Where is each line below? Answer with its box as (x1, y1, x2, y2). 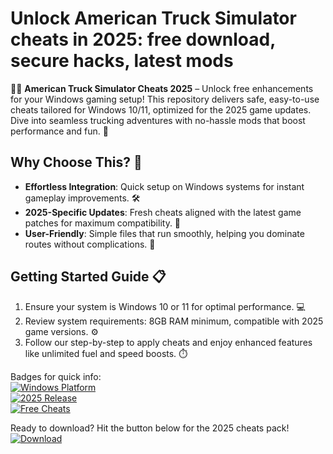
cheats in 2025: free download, (10, 28, 276, 51)
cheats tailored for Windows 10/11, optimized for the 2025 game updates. (10, 103, 312, 116)
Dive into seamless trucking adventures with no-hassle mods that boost (10, 114, 306, 126)
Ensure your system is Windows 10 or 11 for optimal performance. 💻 (24, 300, 306, 312)
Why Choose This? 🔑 (10, 154, 143, 171)
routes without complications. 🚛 (24, 238, 156, 250)
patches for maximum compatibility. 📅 (24, 217, 182, 229)
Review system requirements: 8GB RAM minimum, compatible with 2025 (24, 315, 324, 327)
